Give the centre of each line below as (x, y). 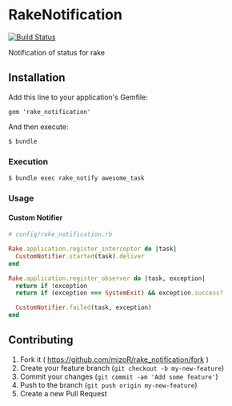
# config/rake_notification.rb (60, 234)
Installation (37, 78)
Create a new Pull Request (64, 393)
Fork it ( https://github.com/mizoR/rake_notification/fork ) (114, 359)
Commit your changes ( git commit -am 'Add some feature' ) (119, 376)
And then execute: (38, 127)
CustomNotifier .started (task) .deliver (80, 256)
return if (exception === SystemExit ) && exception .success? (120, 293)
